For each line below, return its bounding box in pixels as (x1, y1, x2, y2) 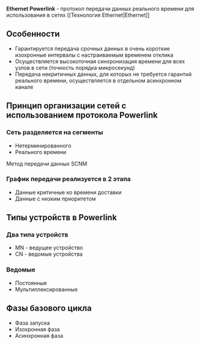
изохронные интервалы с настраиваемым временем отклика (14, 51, 174, 58)
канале (14, 83, 34, 90)
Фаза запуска (14, 319, 50, 326)
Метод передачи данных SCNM (6, 160, 88, 167)
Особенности (6, 29, 60, 39)
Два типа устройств (6, 231, 68, 239)
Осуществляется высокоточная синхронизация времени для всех (14, 57, 185, 65)
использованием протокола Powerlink (6, 110, 158, 120)
